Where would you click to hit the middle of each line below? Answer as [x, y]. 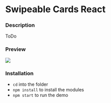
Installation [20, 73]
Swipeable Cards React [55, 9]
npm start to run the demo [40, 95]
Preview [16, 49]
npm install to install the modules [48, 90]
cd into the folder [30, 84]
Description [20, 25]
